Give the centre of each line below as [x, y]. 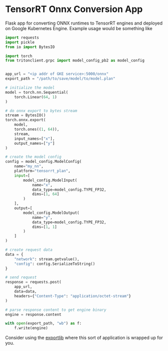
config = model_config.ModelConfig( [43, 162]
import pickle [20, 42]
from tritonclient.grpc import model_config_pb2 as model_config [75, 61]
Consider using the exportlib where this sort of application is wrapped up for [84, 338]
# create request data [29, 250]
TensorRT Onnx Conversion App [74, 9]
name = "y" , [42, 217]
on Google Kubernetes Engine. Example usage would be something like [79, 28]
